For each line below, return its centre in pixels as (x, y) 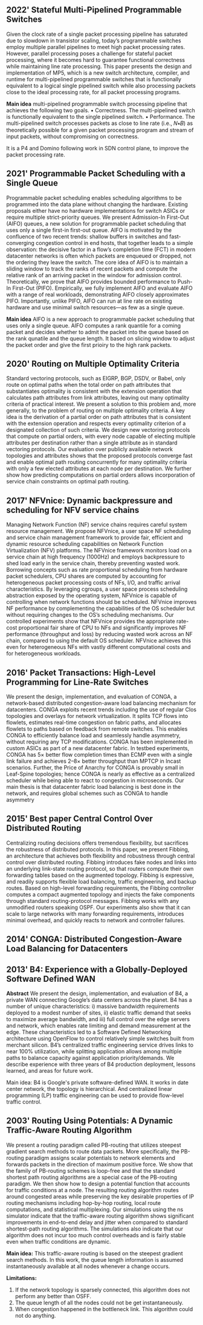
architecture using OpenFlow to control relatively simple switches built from (100, 1039)
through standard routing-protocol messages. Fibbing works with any (93, 901)
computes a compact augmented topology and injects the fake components (101, 894)
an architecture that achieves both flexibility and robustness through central (101, 856)
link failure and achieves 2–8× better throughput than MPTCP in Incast (94, 761)
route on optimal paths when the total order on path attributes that (89, 385)
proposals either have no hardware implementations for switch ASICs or (96, 210)
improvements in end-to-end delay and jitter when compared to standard (97, 1222)
